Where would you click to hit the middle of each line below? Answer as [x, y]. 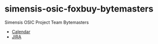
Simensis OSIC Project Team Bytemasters [47, 22]
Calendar [21, 31]
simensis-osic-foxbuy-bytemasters [79, 9]
